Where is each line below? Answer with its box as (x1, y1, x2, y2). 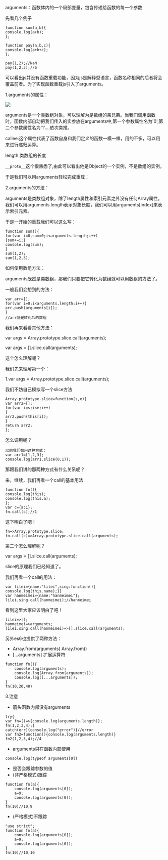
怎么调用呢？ (5, 437, 32, 443)
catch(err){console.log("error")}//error (5, 727, 94, 733)
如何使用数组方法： (5, 265, 45, 271)
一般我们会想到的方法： (5, 286, 54, 292)
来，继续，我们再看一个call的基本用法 (5, 477, 83, 483)
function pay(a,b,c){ (5, 43, 51, 48)
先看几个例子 (5, 15, 32, 21)
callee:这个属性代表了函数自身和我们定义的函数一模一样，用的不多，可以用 (5, 136, 160, 141)
